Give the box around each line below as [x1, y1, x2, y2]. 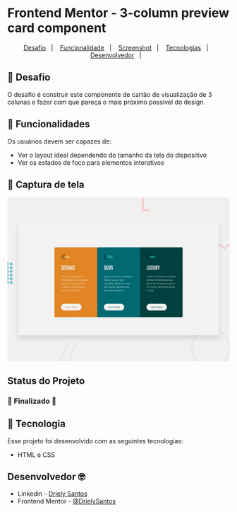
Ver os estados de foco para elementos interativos [17, 158, 164, 167]
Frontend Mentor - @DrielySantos [17, 497, 116, 506]
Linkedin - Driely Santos [17, 489, 88, 498]
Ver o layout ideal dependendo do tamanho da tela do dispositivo [17, 151, 207, 159]
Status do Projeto [7, 375, 85, 387]
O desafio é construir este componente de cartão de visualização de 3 [7, 90, 212, 98]
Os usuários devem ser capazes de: [7, 136, 111, 146]
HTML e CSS [17, 450, 56, 459]
